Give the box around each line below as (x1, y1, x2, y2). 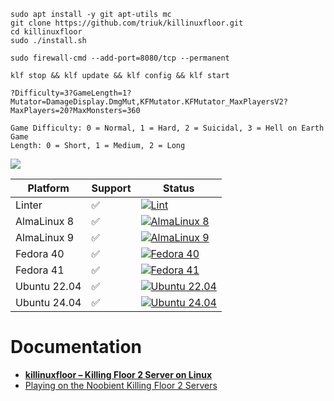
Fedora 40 (15, 247, 65, 260)
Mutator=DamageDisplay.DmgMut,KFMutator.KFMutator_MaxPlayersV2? (10, 97, 288, 107)
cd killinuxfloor (10, 27, 83, 37)
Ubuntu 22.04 (15, 280, 82, 293)
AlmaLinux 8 (15, 215, 75, 228)
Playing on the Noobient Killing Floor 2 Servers (24, 379, 218, 391)
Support (91, 181, 132, 195)
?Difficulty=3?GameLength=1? (10, 88, 132, 98)
